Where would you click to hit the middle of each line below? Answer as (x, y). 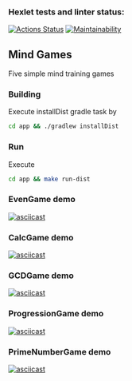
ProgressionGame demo (56, 314)
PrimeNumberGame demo (60, 351)
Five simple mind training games (61, 73)
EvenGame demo (42, 200)
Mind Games (40, 54)
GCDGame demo (41, 276)
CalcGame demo (41, 237)
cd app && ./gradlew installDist (64, 126)
